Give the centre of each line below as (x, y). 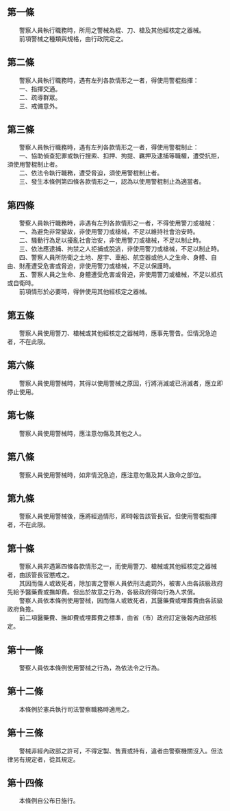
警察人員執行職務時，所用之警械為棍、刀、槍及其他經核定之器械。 (112, 30)
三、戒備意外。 (40, 106)
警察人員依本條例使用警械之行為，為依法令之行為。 (91, 668)
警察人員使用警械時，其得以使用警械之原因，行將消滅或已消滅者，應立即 (121, 383)
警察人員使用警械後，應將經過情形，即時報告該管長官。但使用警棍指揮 (118, 516)
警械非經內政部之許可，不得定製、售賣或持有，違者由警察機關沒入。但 (118, 751)
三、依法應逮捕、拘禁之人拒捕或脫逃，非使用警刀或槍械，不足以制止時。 (121, 249)
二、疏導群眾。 (40, 97)
